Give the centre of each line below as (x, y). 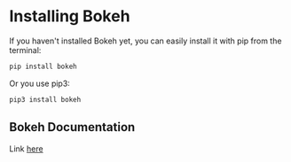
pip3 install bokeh (45, 99)
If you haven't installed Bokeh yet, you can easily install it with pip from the (145, 41)
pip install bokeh (43, 66)
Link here (26, 149)
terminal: (25, 50)
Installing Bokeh (70, 16)
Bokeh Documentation (72, 127)
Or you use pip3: (40, 83)
